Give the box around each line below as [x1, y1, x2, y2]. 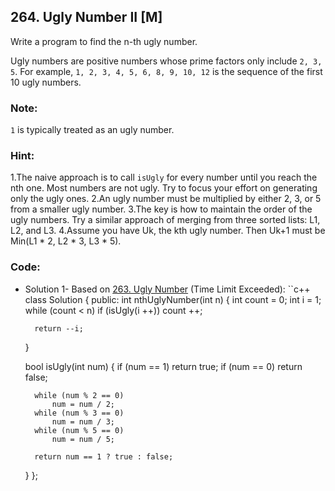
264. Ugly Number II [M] [10, 9, 163, 26]
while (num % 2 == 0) [34, 390, 125, 400]
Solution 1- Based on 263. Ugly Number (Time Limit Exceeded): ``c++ [24, 283, 311, 295]
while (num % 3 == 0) [34, 408, 125, 418]
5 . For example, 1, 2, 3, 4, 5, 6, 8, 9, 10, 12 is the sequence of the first [10, 65, 323, 77]
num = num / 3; [51, 416, 115, 427]
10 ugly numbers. [10, 76, 82, 88]
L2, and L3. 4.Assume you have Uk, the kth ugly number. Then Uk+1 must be [10, 225, 326, 237]
